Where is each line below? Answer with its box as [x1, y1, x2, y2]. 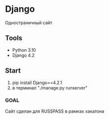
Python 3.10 [12, 47, 36, 53]
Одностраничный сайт [5, 20, 53, 26]
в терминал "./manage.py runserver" [12, 85, 87, 90]
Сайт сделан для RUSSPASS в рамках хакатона [5, 108, 105, 114]
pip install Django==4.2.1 [12, 80, 62, 86]
